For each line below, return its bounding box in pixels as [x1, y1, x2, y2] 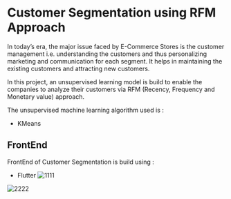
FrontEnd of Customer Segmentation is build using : [7, 158, 154, 166]
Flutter [17, 171, 37, 179]
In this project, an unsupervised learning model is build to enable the [7, 77, 203, 86]
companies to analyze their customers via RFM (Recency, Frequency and [7, 85, 216, 93]
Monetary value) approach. [7, 92, 85, 101]
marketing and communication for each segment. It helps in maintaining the [7, 57, 223, 65]
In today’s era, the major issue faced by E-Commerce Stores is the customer [7, 42, 225, 50]
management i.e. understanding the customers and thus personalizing [7, 50, 207, 58]
